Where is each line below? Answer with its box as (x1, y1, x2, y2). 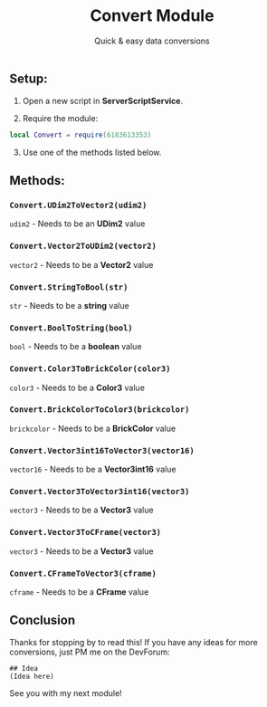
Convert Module (90, 5, 215, 26)
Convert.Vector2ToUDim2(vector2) (9, 241, 157, 252)
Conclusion (9, 613, 76, 628)
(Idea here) (9, 672, 54, 681)
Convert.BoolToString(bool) (9, 322, 133, 333)
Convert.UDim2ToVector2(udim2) (9, 200, 148, 210)
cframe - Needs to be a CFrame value (9, 586, 149, 597)
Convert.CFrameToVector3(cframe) (9, 568, 157, 578)
